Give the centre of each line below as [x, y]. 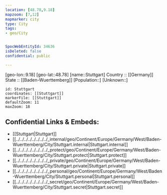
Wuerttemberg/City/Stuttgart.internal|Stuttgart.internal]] [70, 145]
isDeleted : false [23, 51]
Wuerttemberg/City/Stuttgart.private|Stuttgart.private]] [69, 166]
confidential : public [28, 56]
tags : [11, 29]
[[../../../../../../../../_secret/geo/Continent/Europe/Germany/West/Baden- [86, 182]
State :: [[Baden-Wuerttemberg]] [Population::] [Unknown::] [66, 80]
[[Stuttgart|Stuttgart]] [34, 134]
